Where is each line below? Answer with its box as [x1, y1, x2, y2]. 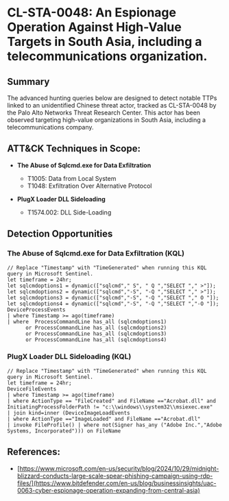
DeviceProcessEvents [7, 306, 67, 313]
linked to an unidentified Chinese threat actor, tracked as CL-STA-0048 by [7, 101, 217, 109]
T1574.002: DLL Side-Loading [27, 208, 112, 217]
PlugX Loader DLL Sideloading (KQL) [7, 352, 132, 361]
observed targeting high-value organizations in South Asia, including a [7, 116, 206, 124]
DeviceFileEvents [7, 385, 57, 392]
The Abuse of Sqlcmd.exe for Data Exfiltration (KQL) [7, 249, 185, 258]
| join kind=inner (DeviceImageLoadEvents [7, 409, 130, 416]
